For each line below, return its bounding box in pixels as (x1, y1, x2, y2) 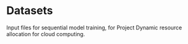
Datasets (6, 4, 53, 18)
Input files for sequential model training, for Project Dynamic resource (6, 24, 182, 31)
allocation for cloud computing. (6, 30, 85, 37)
